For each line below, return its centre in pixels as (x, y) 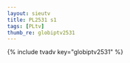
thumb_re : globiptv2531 (41, 33)
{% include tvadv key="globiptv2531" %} (65, 52)
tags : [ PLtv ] (26, 26)
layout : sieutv (29, 13)
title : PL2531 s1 (32, 20)
